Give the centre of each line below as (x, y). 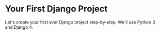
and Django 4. (19, 27)
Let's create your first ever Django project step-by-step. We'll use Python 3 (80, 22)
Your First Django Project (56, 9)
